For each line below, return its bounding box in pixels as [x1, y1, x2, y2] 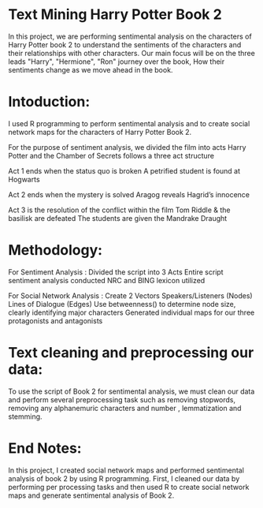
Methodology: [8, 241, 103, 260]
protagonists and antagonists [8, 316, 103, 325]
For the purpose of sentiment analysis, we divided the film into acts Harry [8, 142, 246, 151]
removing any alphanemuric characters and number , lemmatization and [8, 403, 242, 413]
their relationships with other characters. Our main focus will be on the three [8, 48, 256, 58]
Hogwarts [8, 174, 41, 184]
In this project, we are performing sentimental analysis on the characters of [8, 32, 252, 41]
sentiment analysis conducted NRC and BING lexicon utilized [8, 275, 206, 285]
